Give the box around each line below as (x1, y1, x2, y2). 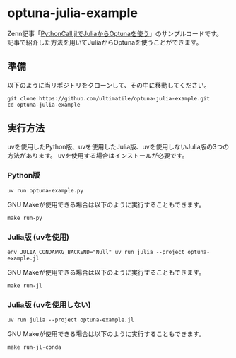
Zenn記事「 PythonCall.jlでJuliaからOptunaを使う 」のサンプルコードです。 (7, 29, 223, 37)
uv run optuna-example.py (7, 187, 83, 194)
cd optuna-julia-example (7, 101, 81, 108)
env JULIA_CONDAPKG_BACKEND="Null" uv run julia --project (7, 249, 185, 256)
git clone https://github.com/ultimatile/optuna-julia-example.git (7, 95, 211, 102)
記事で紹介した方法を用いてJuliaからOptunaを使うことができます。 (7, 37, 203, 47)
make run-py (7, 214, 42, 221)
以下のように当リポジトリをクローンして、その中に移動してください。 (7, 81, 211, 89)
